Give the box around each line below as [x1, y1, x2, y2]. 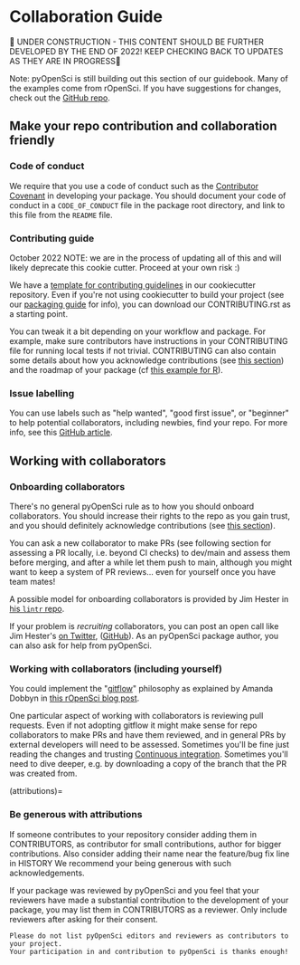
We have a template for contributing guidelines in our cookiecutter [9, 279, 256, 291]
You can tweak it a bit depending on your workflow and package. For [9, 326, 267, 337]
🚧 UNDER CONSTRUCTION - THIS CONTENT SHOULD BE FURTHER [9, 36, 265, 47]
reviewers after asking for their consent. [9, 913, 158, 924]
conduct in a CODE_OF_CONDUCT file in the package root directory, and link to [9, 199, 286, 210]
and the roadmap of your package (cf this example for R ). [9, 364, 223, 375]
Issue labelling [9, 387, 75, 399]
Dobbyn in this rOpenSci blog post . [9, 693, 140, 703]
